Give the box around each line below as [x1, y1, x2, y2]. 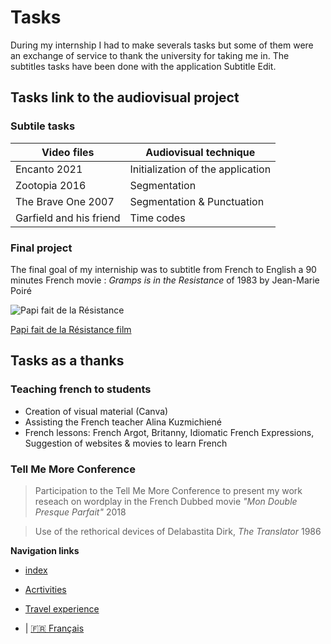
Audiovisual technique [145, 145, 256, 159]
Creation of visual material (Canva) [24, 405, 169, 417]
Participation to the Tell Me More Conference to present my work [34, 484, 303, 496]
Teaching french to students [10, 382, 152, 396]
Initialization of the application [129, 162, 272, 176]
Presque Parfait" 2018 [34, 506, 127, 518]
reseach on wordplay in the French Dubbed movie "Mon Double [34, 495, 298, 507]
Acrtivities [24, 583, 67, 595]
